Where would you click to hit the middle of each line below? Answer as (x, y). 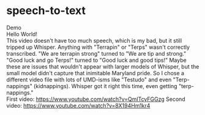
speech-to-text (46, 11)
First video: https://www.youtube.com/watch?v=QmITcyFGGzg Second (96, 99)
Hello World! (22, 34)
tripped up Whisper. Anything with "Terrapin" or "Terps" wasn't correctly (98, 47)
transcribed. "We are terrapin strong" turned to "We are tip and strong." (96, 53)
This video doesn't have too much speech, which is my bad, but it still (94, 40)
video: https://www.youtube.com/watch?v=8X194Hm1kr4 (78, 105)
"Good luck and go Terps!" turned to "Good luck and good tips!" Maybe (96, 60)
